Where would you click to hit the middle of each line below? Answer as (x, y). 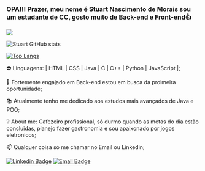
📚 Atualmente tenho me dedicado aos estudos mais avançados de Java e (100, 101)
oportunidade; (24, 89)
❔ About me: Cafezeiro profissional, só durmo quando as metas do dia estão (103, 122)
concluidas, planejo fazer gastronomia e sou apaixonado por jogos (91, 129)
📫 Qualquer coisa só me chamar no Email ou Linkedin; (76, 147)
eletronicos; (21, 135)
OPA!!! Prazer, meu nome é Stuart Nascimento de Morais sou (99, 9)
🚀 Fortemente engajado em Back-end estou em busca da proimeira (91, 82)
